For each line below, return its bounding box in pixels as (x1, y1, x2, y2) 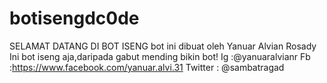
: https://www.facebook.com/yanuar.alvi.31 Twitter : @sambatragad (9, 61, 285, 73)
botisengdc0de (9, 7, 140, 30)
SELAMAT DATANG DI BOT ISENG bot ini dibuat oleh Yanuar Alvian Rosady (9, 40, 317, 52)
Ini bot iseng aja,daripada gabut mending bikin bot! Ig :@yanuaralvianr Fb (9, 50, 311, 62)
